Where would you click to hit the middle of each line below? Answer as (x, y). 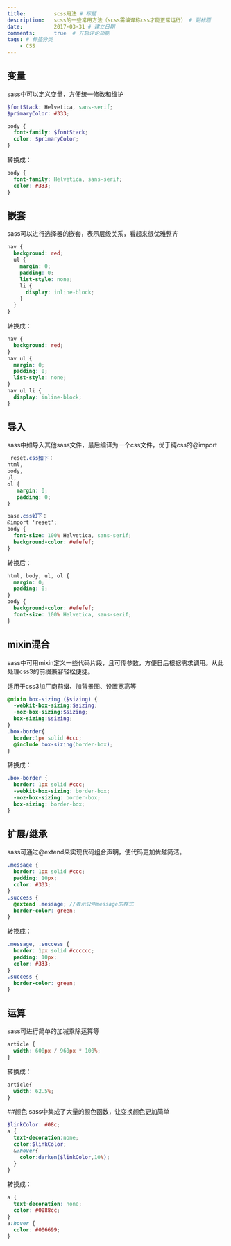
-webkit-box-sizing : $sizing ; (55, 706)
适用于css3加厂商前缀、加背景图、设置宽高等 (72, 686)
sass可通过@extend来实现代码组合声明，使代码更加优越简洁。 (96, 852)
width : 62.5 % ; (34, 1091)
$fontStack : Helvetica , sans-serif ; (60, 107)
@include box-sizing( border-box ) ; (63, 744)
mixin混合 (28, 645)
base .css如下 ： (27, 516)
